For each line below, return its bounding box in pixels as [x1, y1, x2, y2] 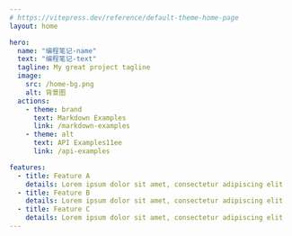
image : [17, 71, 42, 81]
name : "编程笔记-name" [17, 46, 97, 55]
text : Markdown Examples [32, 113, 127, 123]
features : [9, 163, 47, 172]
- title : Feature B [17, 188, 91, 197]
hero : [9, 38, 30, 47]
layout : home [9, 22, 58, 31]
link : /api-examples [32, 147, 111, 156]
